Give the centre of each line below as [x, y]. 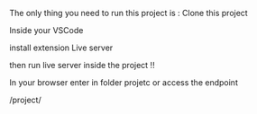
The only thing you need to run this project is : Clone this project [128, 13]
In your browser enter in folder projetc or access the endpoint [124, 83]
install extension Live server [61, 48]
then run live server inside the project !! [82, 65]
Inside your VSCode [46, 30]
